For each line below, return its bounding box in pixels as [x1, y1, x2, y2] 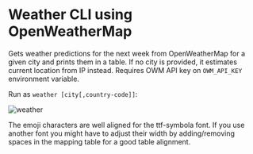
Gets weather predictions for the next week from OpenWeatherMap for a [8, 48, 246, 58]
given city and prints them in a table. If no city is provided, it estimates [8, 57, 238, 67]
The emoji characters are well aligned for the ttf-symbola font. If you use [8, 120, 245, 129]
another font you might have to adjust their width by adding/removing [8, 129, 236, 138]
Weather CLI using [8, 6, 133, 24]
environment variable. [8, 74, 79, 83]
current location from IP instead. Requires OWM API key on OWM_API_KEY [8, 65, 243, 75]
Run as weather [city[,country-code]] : [8, 89, 138, 98]
